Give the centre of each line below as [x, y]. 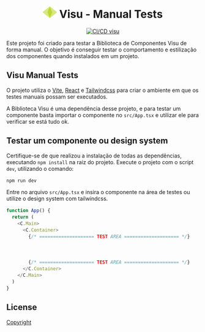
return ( [23, 217]
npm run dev [21, 181]
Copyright [19, 322]
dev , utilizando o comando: [40, 168]
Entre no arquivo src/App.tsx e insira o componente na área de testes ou [98, 192]
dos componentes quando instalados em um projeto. [73, 56]
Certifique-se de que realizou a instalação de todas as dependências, [94, 156]
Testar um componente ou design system [87, 141]
